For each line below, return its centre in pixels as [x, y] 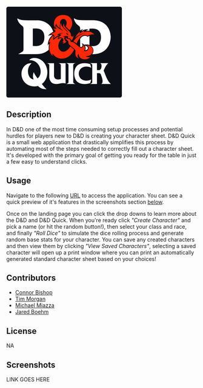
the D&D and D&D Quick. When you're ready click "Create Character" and [98, 220]
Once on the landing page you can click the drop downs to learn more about [101, 213]
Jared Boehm [32, 312]
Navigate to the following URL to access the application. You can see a [95, 195]
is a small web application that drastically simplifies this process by [90, 142]
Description [29, 115]
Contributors [31, 278]
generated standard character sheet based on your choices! [81, 258]
